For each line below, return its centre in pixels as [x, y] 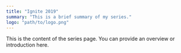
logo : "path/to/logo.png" [37, 22]
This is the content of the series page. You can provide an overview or [90, 39]
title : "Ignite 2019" [32, 11]
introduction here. [27, 45]
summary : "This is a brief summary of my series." [69, 17]
